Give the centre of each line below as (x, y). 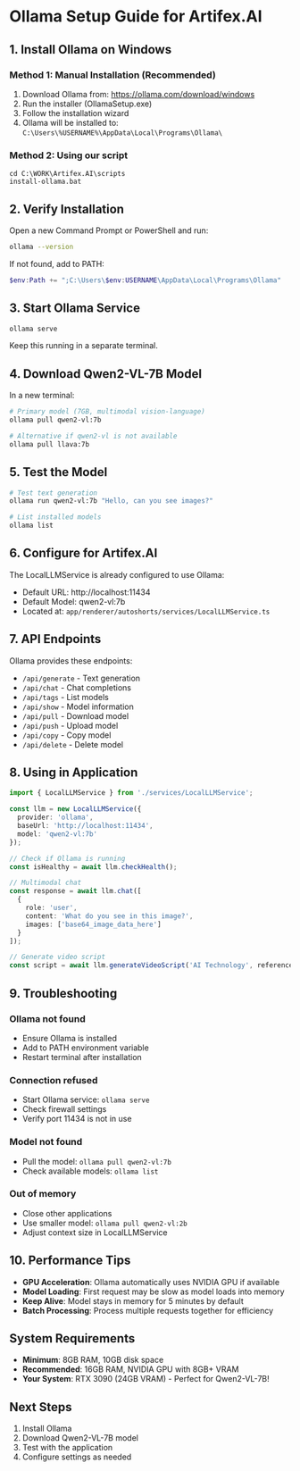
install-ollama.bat (46, 182)
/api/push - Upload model (70, 725)
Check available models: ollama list (90, 1171)
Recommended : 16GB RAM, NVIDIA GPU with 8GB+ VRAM (130, 1369)
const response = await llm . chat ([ (75, 891)
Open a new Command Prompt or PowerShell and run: (109, 230)
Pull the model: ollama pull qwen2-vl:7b (97, 1161)
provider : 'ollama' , (55, 818)
